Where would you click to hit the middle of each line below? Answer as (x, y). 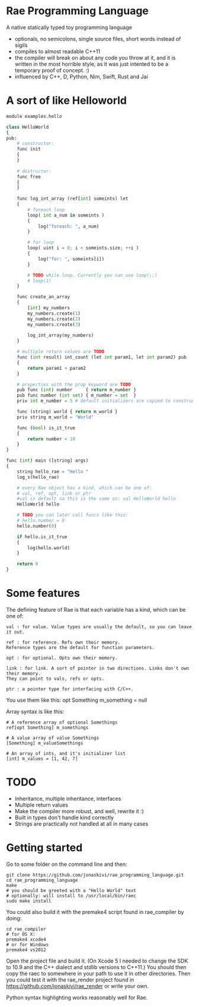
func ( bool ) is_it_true (46, 428)
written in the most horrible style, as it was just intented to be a (92, 64)
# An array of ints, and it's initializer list (66, 753)
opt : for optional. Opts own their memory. (62, 658)
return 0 (28, 564)
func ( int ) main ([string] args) (47, 461)
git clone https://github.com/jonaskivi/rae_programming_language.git (95, 875)
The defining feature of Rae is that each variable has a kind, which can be (96, 609)
